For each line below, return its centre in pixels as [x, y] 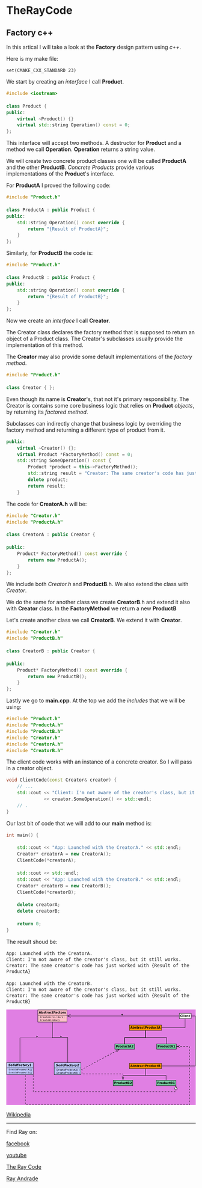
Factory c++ [30, 33]
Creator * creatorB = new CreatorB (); [64, 886]
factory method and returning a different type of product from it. [86, 430]
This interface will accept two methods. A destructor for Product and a [94, 143]
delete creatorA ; [39, 905]
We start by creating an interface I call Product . [65, 81]
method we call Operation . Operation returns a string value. [81, 149]
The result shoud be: [32, 942]
